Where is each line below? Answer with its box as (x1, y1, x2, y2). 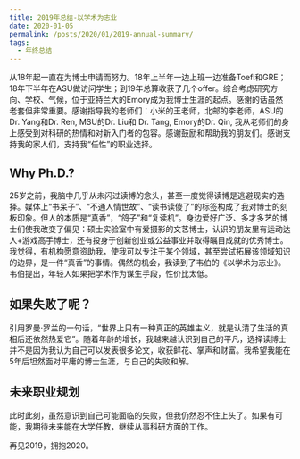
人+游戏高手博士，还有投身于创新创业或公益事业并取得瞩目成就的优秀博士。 (9, 234, 288, 246)
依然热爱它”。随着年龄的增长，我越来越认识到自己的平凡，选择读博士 (32, 333, 287, 344)
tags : (9, 38, 29, 47)
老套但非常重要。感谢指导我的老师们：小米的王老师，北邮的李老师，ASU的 (9, 105, 284, 116)
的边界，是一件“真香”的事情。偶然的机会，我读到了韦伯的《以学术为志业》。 (9, 256, 287, 268)
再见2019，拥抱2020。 (9, 439, 94, 451)
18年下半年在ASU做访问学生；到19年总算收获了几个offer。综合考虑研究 (9, 83, 271, 94)
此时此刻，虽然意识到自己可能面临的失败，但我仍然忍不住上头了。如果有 (9, 410, 275, 421)
